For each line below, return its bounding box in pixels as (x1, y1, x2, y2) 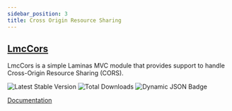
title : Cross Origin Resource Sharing (7, 17, 122, 24)
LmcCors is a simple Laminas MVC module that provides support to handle (7, 61, 225, 70)
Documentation (7, 96, 52, 105)
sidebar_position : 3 (7, 10, 69, 18)
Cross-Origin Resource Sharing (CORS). (7, 69, 124, 77)
